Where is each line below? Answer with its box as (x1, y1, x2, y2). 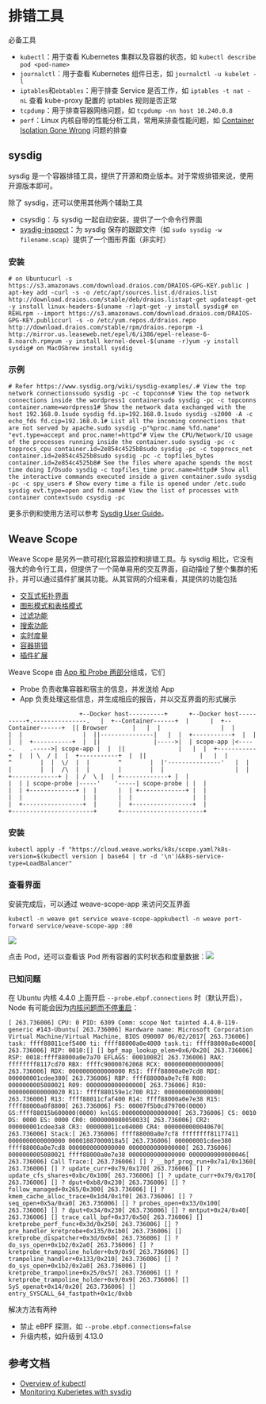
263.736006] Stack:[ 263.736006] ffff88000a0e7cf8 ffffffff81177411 (8, 1130, 239, 1138)
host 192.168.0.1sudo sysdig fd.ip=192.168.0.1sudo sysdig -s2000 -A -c (8, 411, 253, 418)
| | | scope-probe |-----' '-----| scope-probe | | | (8, 780, 207, 788)
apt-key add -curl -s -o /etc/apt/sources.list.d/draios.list (8, 289, 218, 297)
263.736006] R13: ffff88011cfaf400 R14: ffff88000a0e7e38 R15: (8, 1095, 222, 1104)
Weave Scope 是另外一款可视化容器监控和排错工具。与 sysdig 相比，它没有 (8, 554, 254, 564)
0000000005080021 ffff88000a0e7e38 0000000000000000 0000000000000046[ (8, 1151, 249, 1159)
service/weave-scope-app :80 (36, 922, 133, 930)
